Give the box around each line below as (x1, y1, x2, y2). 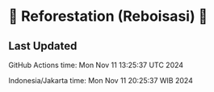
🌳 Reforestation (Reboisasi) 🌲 (8, 7, 208, 26)
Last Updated (8, 39, 78, 53)
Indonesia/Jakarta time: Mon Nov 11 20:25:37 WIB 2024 (8, 76, 194, 85)
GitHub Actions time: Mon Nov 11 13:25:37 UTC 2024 (8, 60, 184, 70)
